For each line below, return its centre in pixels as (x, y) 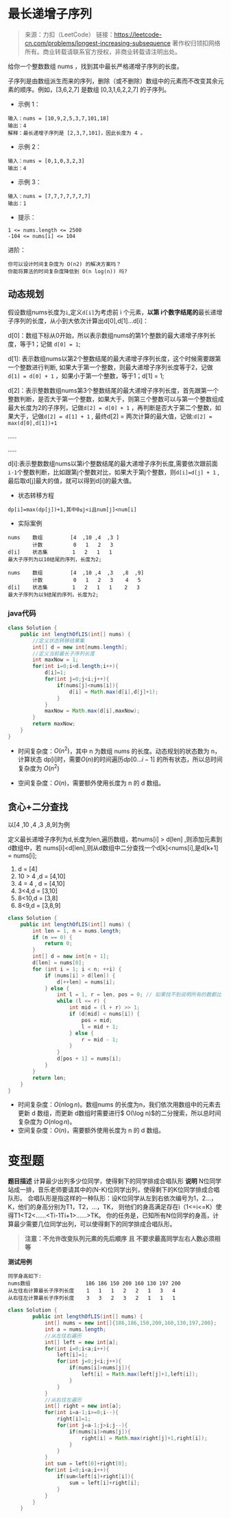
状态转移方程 (36, 495)
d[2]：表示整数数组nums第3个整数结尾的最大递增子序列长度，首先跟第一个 (113, 390)
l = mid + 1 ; (100, 1027)
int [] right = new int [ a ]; (83, 1406)
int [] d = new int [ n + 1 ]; (71, 957)
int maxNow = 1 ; (56, 660)
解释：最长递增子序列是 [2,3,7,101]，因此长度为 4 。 (77, 133)
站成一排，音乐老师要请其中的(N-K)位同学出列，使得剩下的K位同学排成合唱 (114, 1190)
